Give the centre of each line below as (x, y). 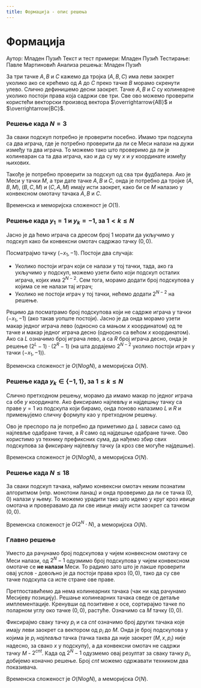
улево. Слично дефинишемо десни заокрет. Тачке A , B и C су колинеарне (100, 89)
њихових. (19, 163)
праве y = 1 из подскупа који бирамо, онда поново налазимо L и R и (94, 408)
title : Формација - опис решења (46, 12)
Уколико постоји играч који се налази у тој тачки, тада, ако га (94, 266)
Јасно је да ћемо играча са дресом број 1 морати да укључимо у (90, 235)
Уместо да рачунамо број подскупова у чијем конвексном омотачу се (97, 553)
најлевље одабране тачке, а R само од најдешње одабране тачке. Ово (97, 433)
